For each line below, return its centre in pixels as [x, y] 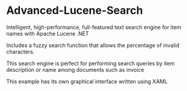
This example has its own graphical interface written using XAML [87, 81]
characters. [21, 51]
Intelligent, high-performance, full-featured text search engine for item [94, 27]
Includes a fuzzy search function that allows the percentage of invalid [93, 45]
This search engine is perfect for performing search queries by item [90, 63]
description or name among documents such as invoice [75, 69]
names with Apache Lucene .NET [48, 33]
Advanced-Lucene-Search [75, 11]
